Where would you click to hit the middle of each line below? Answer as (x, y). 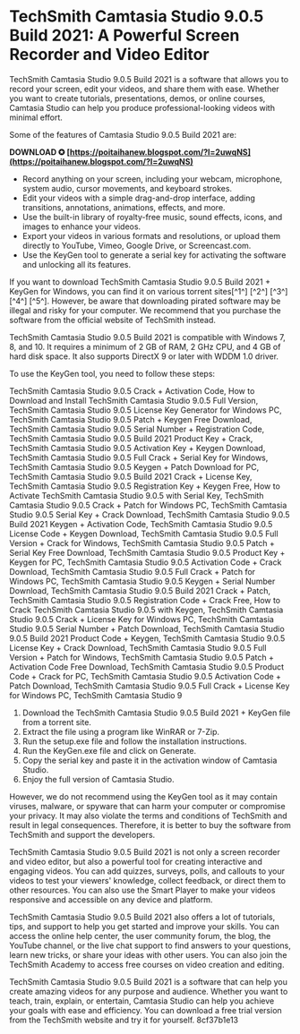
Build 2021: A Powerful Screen (124, 35)
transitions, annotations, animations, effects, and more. (124, 207)
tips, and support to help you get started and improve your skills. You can (144, 926)
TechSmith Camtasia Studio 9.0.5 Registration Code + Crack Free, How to (145, 600)
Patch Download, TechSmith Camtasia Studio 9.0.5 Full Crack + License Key (150, 686)
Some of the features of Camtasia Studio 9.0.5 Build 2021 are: (123, 134)
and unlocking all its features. (77, 264)
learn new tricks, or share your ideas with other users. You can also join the (148, 954)
